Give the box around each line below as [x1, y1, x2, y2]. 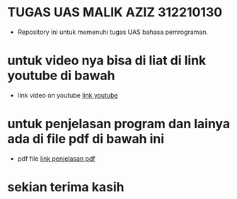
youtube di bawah [7, 68, 115, 84]
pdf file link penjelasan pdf [17, 154, 96, 163]
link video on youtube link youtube [17, 91, 118, 99]
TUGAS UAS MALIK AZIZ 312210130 [7, 4, 223, 21]
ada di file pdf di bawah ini [7, 131, 165, 147]
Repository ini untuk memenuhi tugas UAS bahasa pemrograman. [17, 28, 209, 36]
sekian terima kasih [7, 179, 125, 195]
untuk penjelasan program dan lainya [7, 116, 231, 132]
